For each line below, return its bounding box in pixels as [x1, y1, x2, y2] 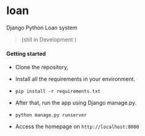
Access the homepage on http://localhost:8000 [15, 123, 139, 130]
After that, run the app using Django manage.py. [15, 99, 136, 107]
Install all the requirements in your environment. [15, 75, 136, 83]
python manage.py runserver [15, 112, 87, 118]
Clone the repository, [15, 64, 69, 71]
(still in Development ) [21, 36, 77, 43]
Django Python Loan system [6, 24, 78, 31]
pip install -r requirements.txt [15, 88, 101, 95]
